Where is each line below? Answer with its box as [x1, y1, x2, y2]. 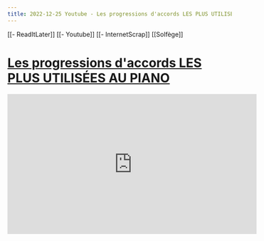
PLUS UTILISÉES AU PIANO [7, 70, 170, 86]
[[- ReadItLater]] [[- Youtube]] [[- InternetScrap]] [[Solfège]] [7, 30, 184, 38]
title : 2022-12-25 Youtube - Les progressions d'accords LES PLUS [7, 10, 208, 18]
